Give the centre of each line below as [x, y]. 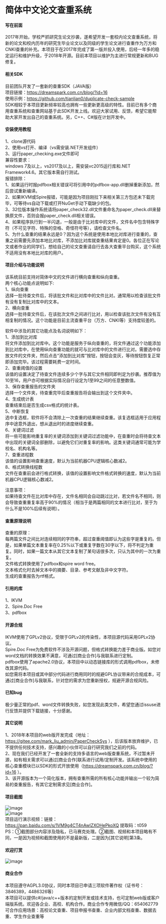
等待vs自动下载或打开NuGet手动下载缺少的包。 [66, 203]
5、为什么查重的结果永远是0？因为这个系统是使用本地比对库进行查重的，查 [82, 234]
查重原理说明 [18, 521]
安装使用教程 [18, 129]
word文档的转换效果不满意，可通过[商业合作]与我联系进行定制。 [70, 655]
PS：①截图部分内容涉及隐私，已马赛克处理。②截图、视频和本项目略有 [79, 832]
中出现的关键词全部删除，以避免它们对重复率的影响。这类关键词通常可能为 [81, 442]
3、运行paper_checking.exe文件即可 [42, 154]
